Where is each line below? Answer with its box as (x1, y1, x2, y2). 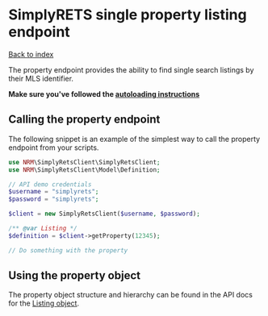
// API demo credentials (8, 180, 92, 189)
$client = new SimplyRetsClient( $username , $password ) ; (8, 210, 200, 218)
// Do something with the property (8, 246, 128, 255)
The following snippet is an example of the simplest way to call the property (8, 134, 261, 143)
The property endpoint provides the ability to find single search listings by (8, 64, 254, 74)
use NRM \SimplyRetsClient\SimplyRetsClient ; (8, 158, 161, 166)
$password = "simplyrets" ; (8, 195, 99, 203)
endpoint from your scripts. (8, 143, 99, 152)
